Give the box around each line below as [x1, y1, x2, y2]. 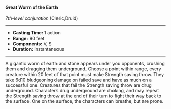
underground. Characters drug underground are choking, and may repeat [5, 88, 159, 94]
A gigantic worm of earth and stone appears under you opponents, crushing [5, 61, 165, 67]
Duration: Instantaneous [12, 46, 65, 52]
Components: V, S [12, 41, 52, 47]
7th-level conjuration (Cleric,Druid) [5, 15, 78, 21]
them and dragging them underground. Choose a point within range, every [5, 66, 161, 72]
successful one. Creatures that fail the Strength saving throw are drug [5, 82, 152, 88]
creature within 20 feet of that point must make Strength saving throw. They [5, 71, 164, 78]
